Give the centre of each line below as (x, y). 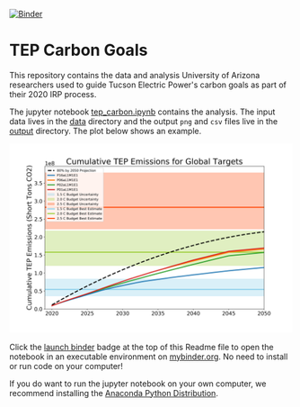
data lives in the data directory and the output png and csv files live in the (144, 121)
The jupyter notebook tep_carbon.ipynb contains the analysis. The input (142, 112)
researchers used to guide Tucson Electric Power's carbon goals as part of (148, 85)
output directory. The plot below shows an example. (106, 131)
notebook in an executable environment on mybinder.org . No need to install (149, 357)
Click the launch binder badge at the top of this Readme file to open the (141, 347)
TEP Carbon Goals (79, 50)
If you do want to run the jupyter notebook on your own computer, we (138, 384)
